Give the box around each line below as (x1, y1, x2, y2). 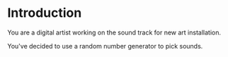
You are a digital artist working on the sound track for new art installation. (7, 28, 222, 37)
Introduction (7, 5, 82, 21)
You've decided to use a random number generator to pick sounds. (7, 42, 203, 50)
